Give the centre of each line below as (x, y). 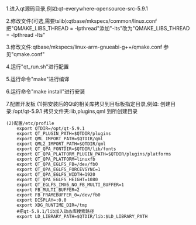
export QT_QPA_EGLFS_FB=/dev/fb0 (57, 164)
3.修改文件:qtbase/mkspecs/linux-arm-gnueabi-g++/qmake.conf (84, 47)
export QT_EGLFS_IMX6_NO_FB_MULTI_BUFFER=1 (71, 185)
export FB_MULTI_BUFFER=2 (48, 190)
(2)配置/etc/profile (30, 123)
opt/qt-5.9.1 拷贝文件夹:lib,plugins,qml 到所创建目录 (76, 111)
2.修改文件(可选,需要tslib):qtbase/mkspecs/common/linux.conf (82, 21)
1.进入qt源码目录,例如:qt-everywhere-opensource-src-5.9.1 (77, 8)
